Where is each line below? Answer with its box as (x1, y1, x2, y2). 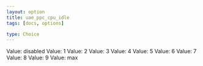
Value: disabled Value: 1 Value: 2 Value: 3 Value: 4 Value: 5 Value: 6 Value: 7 (6, 48, 197, 55)
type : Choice (6, 31, 40, 37)
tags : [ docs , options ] (6, 20, 64, 26)
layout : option (6, 8, 45, 15)
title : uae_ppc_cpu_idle (6, 15, 70, 21)
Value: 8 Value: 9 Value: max (6, 54, 78, 61)
